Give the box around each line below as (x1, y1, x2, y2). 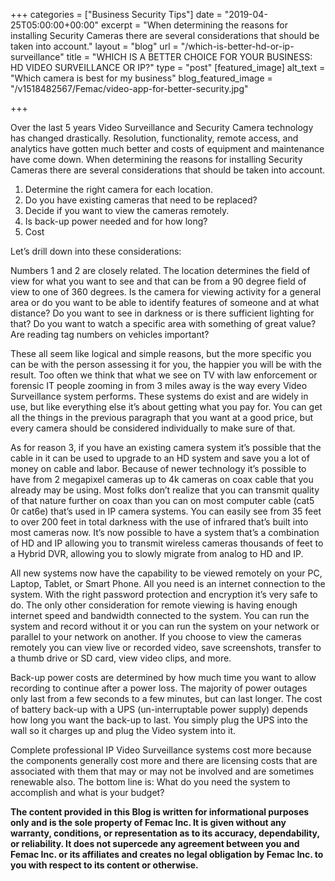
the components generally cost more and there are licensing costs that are (10, 755, 318, 766)
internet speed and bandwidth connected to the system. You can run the (10, 610, 310, 621)
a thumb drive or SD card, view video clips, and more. (10, 652, 232, 664)
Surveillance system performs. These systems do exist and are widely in (10, 390, 309, 402)
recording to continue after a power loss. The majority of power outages (10, 682, 308, 694)
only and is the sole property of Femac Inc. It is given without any (10, 817, 287, 828)
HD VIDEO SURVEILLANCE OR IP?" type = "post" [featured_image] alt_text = (10, 62, 326, 73)
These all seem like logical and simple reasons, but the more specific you (10, 348, 312, 359)
